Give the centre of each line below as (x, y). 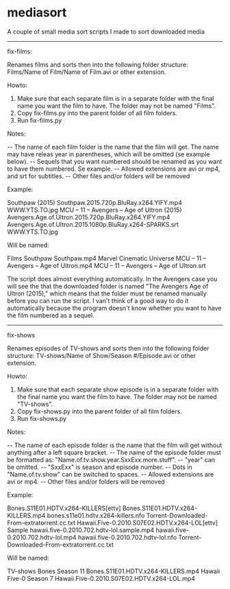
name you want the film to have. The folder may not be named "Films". (116, 106)
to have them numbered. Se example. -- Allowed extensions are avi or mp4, (114, 169)
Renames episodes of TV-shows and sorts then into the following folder (108, 348)
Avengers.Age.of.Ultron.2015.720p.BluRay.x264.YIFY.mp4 (89, 217)
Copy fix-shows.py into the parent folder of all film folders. (100, 411)
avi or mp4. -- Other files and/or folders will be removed (86, 481)
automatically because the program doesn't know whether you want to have (115, 308)
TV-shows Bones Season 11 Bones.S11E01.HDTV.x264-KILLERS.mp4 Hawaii (114, 571)
